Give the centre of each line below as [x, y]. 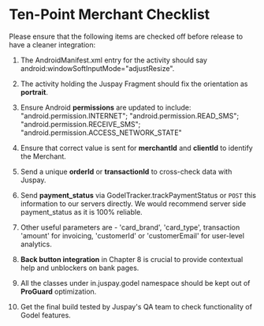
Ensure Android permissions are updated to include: [106, 107]
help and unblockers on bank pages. [80, 268]
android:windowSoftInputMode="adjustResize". [97, 68]
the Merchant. [43, 156]
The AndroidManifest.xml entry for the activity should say [113, 60]
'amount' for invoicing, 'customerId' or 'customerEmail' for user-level [132, 235]
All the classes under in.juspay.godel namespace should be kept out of [135, 283]
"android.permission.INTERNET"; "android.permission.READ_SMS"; [130, 115]
